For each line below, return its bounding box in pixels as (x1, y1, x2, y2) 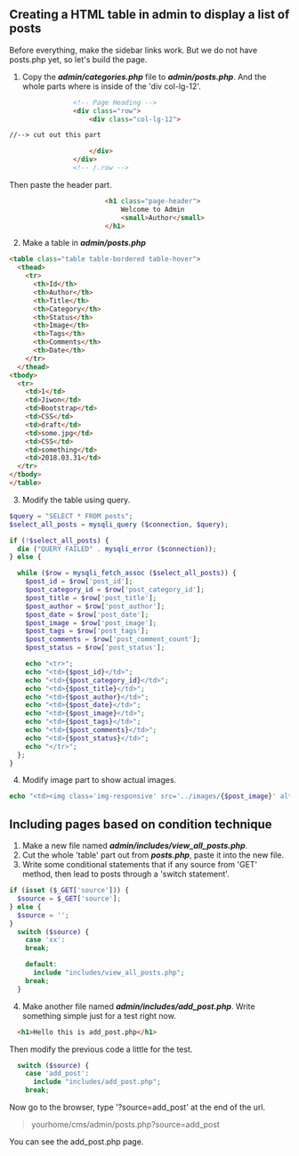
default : (25, 960, 58, 969)
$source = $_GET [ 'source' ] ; (17, 894, 122, 903)
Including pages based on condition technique (9, 817, 273, 832)
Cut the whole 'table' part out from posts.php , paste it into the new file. (21, 850, 285, 860)
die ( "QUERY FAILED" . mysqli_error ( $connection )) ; (17, 544, 217, 553)
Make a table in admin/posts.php (21, 238, 147, 248)
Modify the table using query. (21, 494, 131, 505)
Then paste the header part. (9, 179, 113, 190)
